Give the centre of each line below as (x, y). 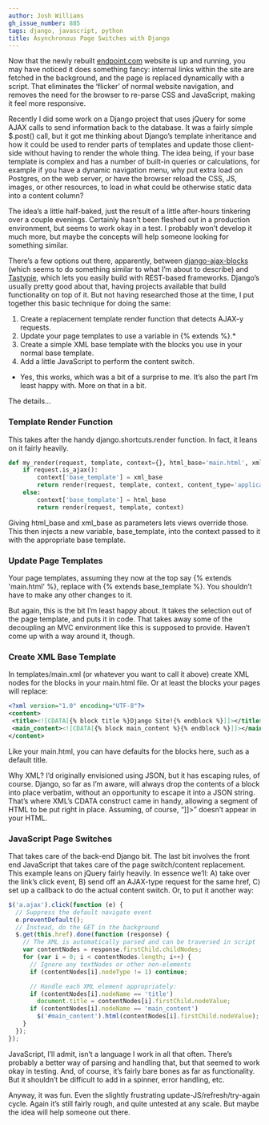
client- (243, 144)
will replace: (28, 691)
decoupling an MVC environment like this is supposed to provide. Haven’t (129, 627)
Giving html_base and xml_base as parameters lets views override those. (128, 523)
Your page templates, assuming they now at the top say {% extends (120, 577)
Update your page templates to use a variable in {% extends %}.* (128, 336)
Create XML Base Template (62, 657)
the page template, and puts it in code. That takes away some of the (120, 619)
